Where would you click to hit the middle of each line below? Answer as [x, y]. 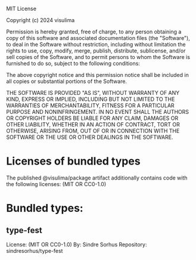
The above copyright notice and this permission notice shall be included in [97, 75]
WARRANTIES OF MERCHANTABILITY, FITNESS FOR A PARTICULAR [90, 106]
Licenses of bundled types [74, 161]
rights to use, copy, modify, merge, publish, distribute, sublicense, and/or [96, 51]
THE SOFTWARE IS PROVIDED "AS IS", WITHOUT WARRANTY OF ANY [93, 93]
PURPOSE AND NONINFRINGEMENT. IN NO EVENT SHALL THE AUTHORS [98, 112]
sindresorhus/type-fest [35, 250]
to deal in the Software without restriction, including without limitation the [96, 44]
